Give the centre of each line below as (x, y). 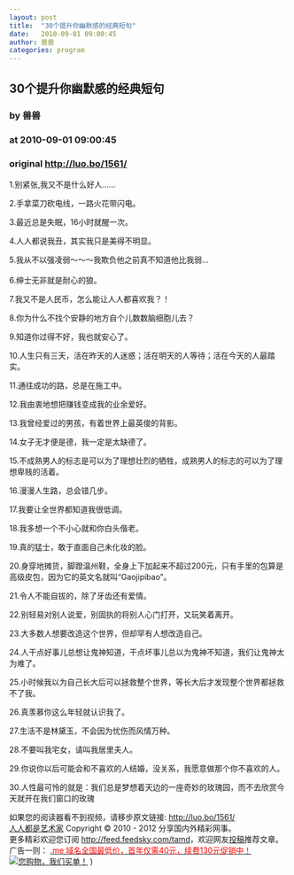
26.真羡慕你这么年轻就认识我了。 (70, 712)
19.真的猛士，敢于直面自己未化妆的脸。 (81, 546)
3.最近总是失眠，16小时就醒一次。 (71, 221)
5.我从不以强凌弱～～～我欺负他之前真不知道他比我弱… (109, 259)
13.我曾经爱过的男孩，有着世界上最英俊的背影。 (96, 422)
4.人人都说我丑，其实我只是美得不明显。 (83, 241)
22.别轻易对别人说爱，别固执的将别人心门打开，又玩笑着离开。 (124, 614)
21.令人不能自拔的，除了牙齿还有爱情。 (81, 595)
